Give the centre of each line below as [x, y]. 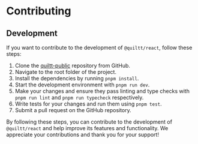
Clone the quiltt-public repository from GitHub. [73, 65]
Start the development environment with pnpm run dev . [82, 85]
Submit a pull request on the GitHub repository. [73, 110]
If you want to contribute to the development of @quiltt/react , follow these [99, 47]
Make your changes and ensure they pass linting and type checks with [102, 91]
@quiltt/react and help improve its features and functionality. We [87, 128]
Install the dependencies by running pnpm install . [77, 78]
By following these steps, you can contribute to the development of [89, 122]
